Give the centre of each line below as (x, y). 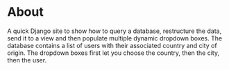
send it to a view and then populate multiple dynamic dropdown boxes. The (115, 38)
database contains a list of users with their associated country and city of (112, 45)
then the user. (27, 60)
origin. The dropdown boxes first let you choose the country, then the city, (113, 53)
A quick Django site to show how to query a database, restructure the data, (114, 31)
